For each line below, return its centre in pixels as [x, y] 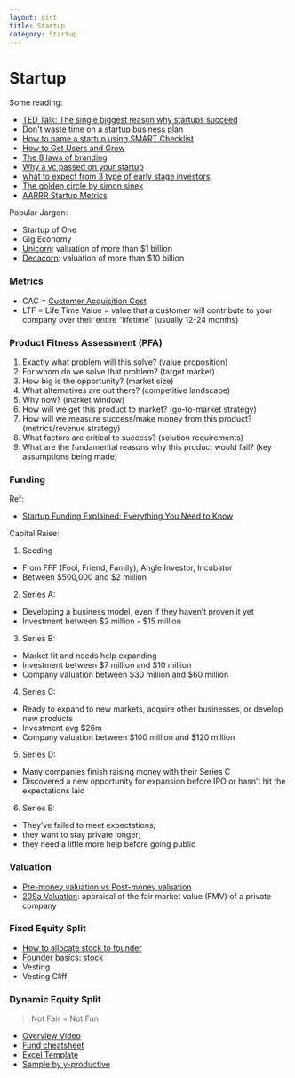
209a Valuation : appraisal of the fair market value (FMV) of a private [147, 896]
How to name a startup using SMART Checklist [108, 139]
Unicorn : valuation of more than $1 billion [97, 249]
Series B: [39, 639]
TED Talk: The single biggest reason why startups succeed [130, 120]
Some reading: [36, 102]
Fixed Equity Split [48, 929]
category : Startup [43, 34]
